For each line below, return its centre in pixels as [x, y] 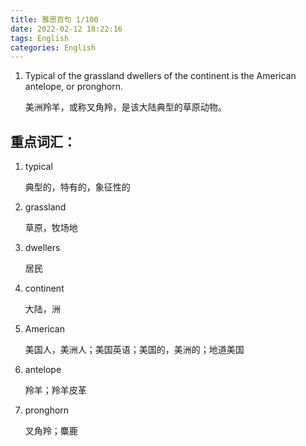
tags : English [40, 38]
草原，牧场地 [51, 228]
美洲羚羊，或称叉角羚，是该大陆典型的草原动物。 [125, 107]
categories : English [53, 47]
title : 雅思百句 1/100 [54, 19]
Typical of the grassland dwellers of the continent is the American [160, 76]
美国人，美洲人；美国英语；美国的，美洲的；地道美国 [134, 350]
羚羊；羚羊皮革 [55, 390]
